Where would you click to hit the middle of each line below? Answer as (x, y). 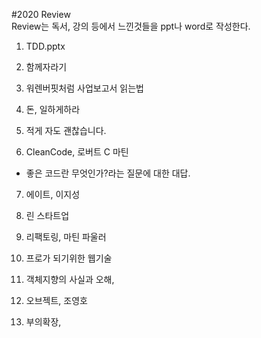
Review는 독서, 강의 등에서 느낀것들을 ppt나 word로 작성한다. (131, 26)
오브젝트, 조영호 (56, 300)
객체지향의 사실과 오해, (70, 279)
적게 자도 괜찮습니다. (66, 130)
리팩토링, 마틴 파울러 (66, 237)
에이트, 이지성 (53, 194)
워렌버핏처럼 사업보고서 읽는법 (84, 88)
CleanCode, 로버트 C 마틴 (77, 152)
